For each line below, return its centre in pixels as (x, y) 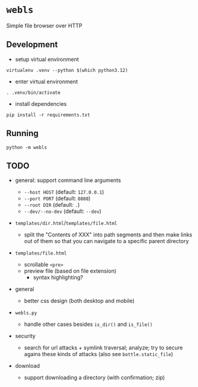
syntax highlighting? (58, 278)
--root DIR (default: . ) (52, 205)
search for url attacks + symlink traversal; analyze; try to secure (103, 348)
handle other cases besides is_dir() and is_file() (88, 324)
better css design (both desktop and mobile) (79, 301)
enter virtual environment (46, 81)
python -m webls (27, 147)
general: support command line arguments (68, 180)
